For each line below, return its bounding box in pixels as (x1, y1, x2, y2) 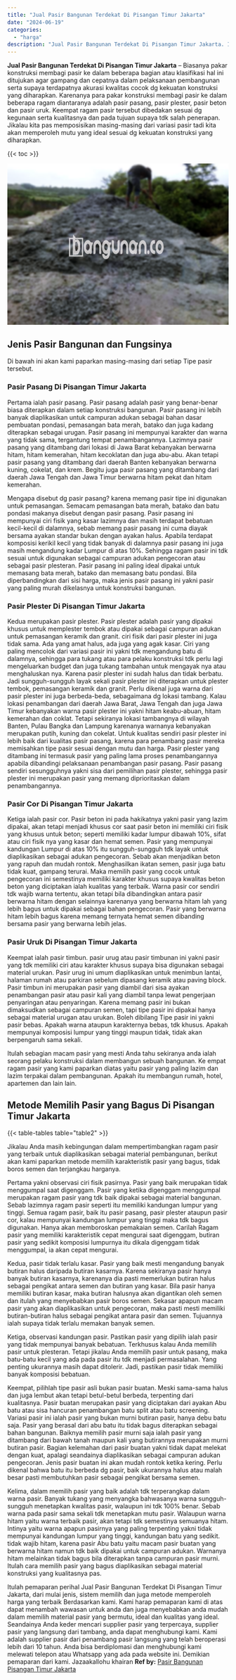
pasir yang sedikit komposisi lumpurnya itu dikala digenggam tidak (7, 1238, 200, 1247)
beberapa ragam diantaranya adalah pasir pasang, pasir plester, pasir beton (7, 98, 227, 107)
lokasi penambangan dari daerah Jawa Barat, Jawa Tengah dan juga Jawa (7, 700, 223, 708)
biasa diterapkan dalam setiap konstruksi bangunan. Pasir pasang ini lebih (7, 405, 222, 414)
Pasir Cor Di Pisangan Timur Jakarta (7, 799, 133, 809)
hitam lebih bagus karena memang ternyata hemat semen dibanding (7, 912, 205, 921)
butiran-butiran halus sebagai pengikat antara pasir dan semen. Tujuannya (7, 1312, 223, 1320)
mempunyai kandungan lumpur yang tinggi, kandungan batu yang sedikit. (7, 1532, 221, 1540)
